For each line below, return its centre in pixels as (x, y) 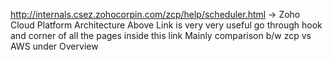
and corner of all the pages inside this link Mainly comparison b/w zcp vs (161, 35)
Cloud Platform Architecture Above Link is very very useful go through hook (166, 25)
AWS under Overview (54, 46)
